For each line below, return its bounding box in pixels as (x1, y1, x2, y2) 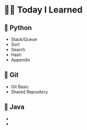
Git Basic (11, 84, 29, 89)
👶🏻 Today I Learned (4, 4, 83, 15)
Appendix (11, 57, 30, 62)
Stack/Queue (11, 36, 37, 42)
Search (11, 47, 25, 52)
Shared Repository (11, 89, 48, 95)
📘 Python (4, 24, 32, 32)
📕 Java (4, 103, 25, 111)
